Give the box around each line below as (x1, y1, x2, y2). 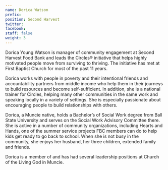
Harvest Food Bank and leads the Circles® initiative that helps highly (5, 54, 147, 61)
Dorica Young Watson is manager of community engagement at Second (5, 49, 155, 55)
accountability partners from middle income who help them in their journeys (5, 80, 163, 86)
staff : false (5, 31, 33, 36)
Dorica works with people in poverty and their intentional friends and (5, 75, 148, 81)
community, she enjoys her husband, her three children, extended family (5, 138, 156, 144)
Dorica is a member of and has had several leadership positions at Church (5, 153, 159, 159)
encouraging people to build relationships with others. (5, 102, 118, 108)
